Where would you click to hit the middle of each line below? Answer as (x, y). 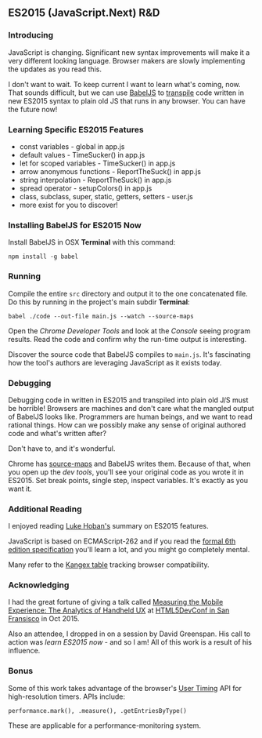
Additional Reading (45, 509)
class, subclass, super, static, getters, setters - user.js (106, 196)
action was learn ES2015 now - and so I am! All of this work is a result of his (130, 642)
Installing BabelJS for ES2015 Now (75, 225)
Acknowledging (39, 585)
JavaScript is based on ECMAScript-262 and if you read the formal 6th (122, 541)
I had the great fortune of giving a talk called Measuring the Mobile (116, 602)
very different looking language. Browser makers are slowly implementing (127, 60)
